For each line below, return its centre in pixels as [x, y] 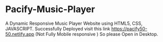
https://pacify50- [129, 28]
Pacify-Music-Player [50, 9]
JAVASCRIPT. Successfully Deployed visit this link [58, 28]
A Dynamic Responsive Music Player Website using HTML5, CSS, [74, 23]
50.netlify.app [20, 34]
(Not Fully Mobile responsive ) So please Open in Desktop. [97, 34]
